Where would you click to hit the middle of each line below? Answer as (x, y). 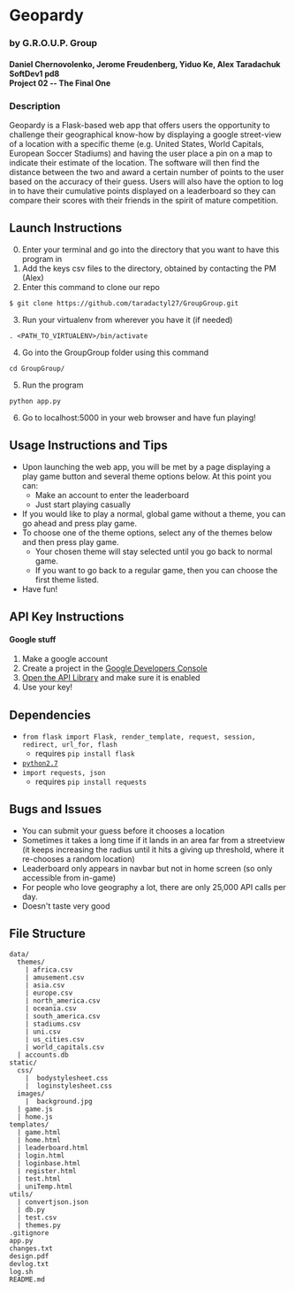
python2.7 (40, 764)
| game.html (39, 1132)
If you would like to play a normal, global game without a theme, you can (154, 513)
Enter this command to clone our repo (91, 287)
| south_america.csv (63, 1016)
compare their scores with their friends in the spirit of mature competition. (144, 200)
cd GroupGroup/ (37, 368)
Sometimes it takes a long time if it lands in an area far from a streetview (153, 840)
